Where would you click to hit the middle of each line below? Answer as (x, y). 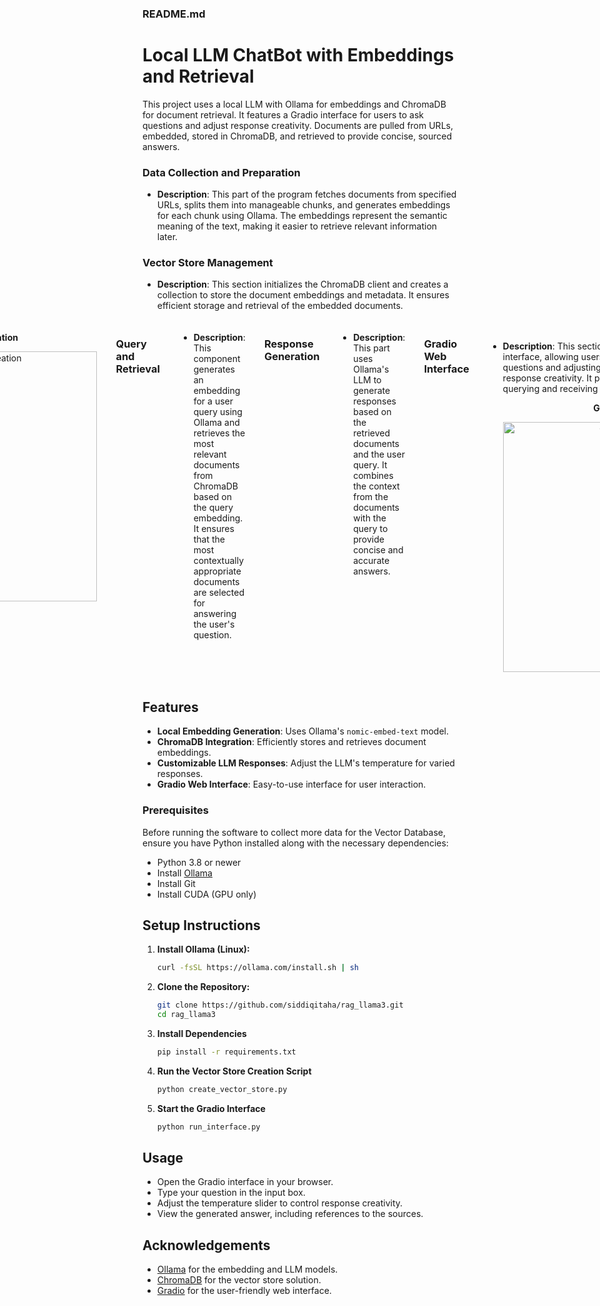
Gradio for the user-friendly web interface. (244, 1291)
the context (376, 486)
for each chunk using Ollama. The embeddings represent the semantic (302, 216)
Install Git (176, 883)
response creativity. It (547, 378)
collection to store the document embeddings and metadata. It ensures (303, 295)
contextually (219, 561)
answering (215, 614)
